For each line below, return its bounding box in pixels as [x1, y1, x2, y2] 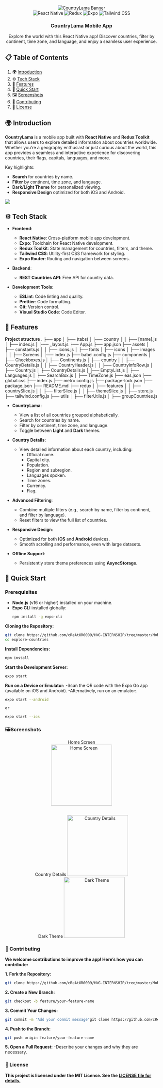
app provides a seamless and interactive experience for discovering [5, 150, 141, 155]
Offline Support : [12, 550, 46, 556]
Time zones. [26, 477, 51, 483]
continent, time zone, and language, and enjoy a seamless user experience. [6, 39, 157, 44]
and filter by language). [19, 512, 66, 518]
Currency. [26, 483, 47, 488]
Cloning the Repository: [5, 623, 54, 629]
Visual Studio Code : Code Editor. [19, 309, 86, 315]
